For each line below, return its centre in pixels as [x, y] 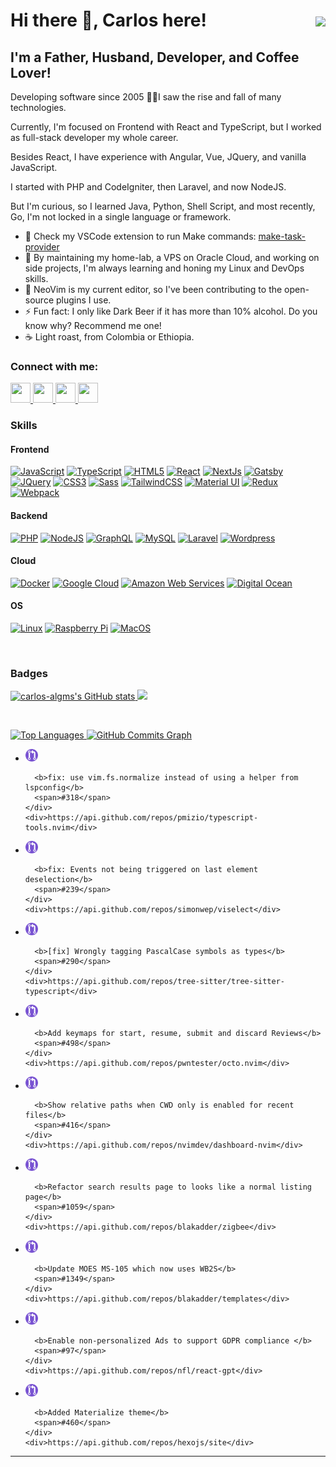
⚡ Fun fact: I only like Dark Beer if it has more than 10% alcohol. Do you [171, 311]
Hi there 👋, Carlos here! [108, 20]
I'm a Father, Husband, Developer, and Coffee [155, 57]
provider [42, 247]
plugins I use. [83, 300]
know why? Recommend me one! [93, 325]
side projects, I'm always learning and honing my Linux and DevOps [164, 268]
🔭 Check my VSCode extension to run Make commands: [140, 236]
